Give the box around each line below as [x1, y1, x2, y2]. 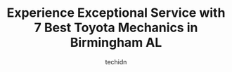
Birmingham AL [70, 35, 162, 50]
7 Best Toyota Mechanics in [34, 20, 198, 36]
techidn [105, 57, 127, 66]
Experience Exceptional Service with [6, 5, 226, 21]
